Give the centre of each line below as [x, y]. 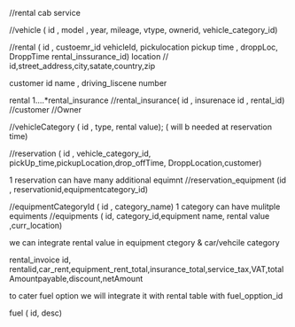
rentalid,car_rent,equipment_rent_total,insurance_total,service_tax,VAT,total [147, 269]
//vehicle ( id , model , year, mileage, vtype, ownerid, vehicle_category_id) [144, 30]
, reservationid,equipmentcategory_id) [79, 189]
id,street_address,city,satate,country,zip [82, 66]
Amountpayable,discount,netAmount [76, 279]
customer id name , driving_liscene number [88, 83]
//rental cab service [45, 13]
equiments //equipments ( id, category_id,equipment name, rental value [140, 216]
